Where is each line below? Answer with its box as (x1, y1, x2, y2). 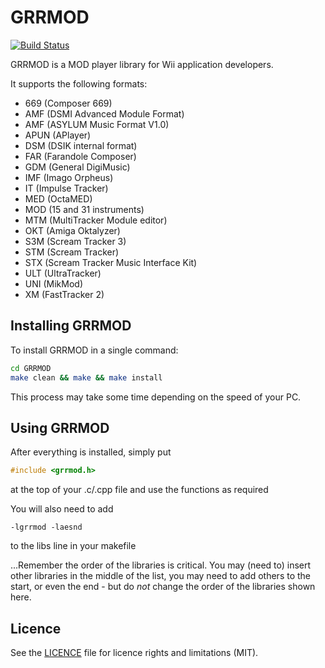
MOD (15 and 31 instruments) (24, 203, 145, 215)
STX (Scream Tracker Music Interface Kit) (24, 256, 198, 268)
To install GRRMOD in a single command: (10, 344, 179, 356)
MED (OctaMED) (24, 192, 93, 205)
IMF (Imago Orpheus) (24, 171, 114, 183)
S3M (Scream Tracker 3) (24, 235, 127, 247)
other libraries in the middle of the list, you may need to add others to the (10, 570, 311, 582)
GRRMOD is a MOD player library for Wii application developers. (10, 58, 274, 70)
